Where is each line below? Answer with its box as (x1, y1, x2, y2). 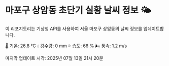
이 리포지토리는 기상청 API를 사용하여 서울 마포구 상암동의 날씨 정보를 (5, 25, 143, 31)
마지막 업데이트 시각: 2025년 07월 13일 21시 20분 (5, 55, 104, 61)
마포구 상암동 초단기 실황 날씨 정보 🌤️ (5, 5, 151, 16)
